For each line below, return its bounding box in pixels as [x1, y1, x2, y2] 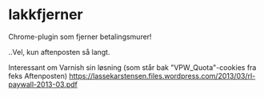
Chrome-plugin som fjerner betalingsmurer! [8, 32, 152, 41]
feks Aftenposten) [8, 71, 68, 80]
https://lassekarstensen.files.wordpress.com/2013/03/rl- [69, 71, 256, 80]
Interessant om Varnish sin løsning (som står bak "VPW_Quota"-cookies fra [8, 62, 257, 72]
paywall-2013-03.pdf [8, 80, 78, 89]
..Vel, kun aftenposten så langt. [8, 47, 110, 56]
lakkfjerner [8, 6, 84, 24]
